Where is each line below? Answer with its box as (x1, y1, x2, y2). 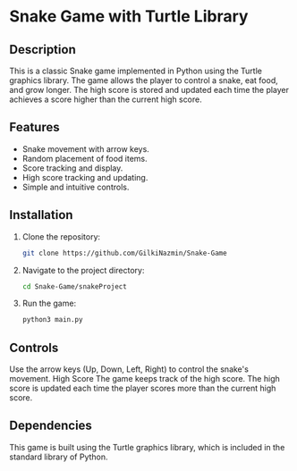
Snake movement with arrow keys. (21, 143, 149, 154)
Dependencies (9, 418, 92, 433)
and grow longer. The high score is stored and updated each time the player (9, 85, 289, 95)
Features (9, 120, 60, 135)
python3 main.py (21, 315, 83, 324)
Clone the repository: (21, 231, 101, 242)
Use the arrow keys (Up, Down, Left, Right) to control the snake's (9, 364, 249, 374)
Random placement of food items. (21, 153, 148, 164)
